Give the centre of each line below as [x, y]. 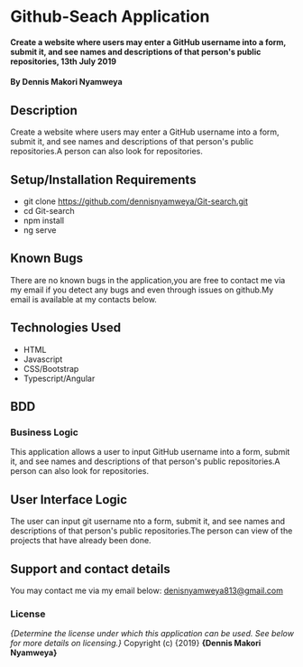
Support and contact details [90, 569]
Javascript [43, 359]
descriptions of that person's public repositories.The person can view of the [151, 531]
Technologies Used [65, 328]
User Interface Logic [69, 500]
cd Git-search [49, 211]
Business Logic [45, 432]
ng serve [40, 230]
